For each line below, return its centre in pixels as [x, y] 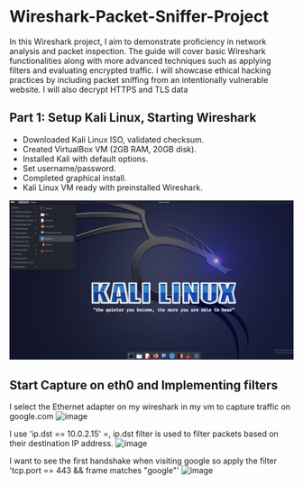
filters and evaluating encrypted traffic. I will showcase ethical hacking [140, 70]
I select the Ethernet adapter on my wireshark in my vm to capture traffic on [150, 407]
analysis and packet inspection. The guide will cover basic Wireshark [138, 50]
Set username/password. [69, 168]
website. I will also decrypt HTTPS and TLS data [99, 89]
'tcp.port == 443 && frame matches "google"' [94, 471]
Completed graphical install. [74, 178]
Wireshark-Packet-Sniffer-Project [139, 17]
